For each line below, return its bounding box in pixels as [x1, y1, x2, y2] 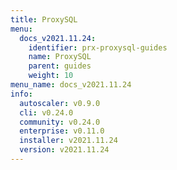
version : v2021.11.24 [19, 145, 110, 155]
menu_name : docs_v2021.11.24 [10, 80, 132, 90]
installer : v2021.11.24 [19, 136, 118, 146]
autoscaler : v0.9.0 [19, 98, 101, 108]
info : [10, 89, 33, 99]
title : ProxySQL [10, 14, 78, 25]
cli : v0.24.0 [19, 107, 74, 118]
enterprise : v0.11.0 [19, 126, 105, 136]
